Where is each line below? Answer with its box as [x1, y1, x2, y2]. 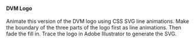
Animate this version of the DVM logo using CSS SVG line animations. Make [6, 18, 190, 25]
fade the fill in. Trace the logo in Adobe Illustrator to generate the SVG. [6, 30, 177, 38]
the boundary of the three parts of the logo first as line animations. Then [6, 24, 181, 31]
